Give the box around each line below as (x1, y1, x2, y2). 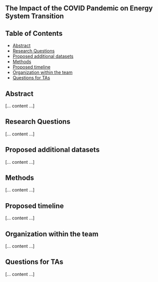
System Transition (5, 12, 64, 21)
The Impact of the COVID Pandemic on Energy (5, 4, 153, 13)
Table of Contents (5, 29, 63, 37)
